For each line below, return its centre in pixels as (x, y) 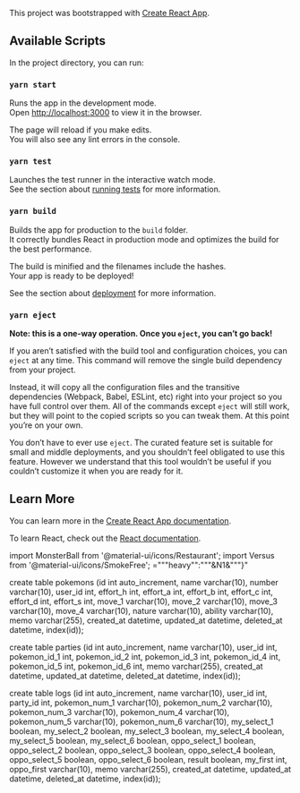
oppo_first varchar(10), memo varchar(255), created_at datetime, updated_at (150, 769)
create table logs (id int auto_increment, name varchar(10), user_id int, (138, 693)
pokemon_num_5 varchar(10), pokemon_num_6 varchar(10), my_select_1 (141, 721)
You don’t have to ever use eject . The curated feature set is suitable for (141, 443)
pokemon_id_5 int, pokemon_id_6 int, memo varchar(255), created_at (136, 666)
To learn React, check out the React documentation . (105, 538)
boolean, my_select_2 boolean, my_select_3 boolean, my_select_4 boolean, (147, 731)
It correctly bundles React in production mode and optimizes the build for (144, 239)
